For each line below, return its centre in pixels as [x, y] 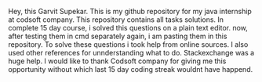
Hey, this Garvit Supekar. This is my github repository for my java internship [130, 11]
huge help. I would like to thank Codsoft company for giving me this [117, 61]
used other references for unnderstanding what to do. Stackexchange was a [131, 53]
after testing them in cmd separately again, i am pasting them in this [118, 36]
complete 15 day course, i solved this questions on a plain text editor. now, [128, 28]
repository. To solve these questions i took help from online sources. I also [128, 45]
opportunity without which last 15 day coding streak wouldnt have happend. [131, 69]
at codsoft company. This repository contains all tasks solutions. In [116, 20]
